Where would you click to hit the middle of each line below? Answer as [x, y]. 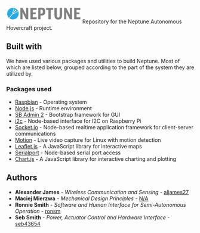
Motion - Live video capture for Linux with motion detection [88, 140]
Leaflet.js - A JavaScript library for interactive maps [78, 146]
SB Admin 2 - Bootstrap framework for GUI [67, 114]
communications [35, 133]
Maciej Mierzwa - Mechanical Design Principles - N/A [81, 198]
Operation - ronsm [38, 211]
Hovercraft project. [29, 27]
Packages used [29, 89]
